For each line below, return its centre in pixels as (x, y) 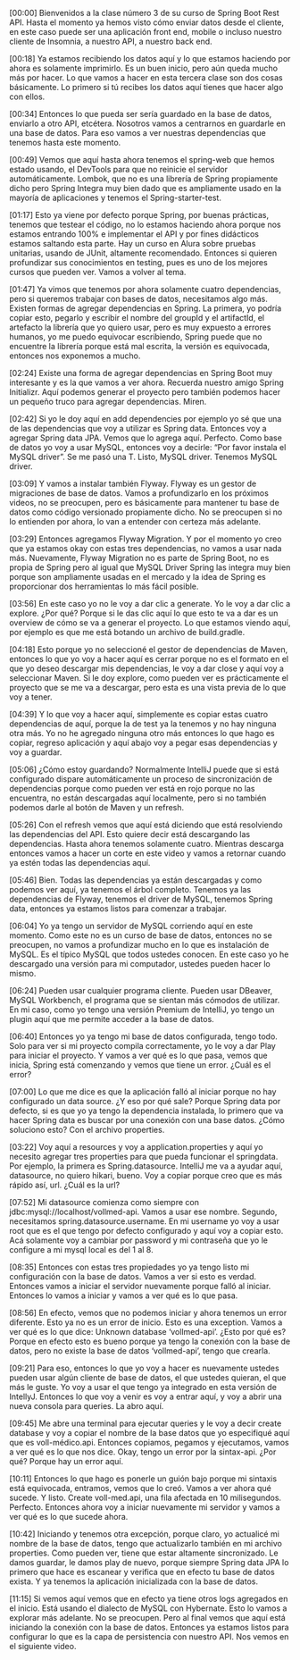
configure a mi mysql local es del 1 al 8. (81, 1249)
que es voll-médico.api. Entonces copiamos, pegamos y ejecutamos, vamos (149, 1442)
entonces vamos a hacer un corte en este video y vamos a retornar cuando (148, 853)
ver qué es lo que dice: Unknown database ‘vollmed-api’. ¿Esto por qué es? (148, 1332)
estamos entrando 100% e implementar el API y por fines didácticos (134, 234)
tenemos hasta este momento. (65, 143)
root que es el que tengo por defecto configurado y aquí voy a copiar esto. (146, 1231)
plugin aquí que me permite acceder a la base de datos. (112, 1019)
